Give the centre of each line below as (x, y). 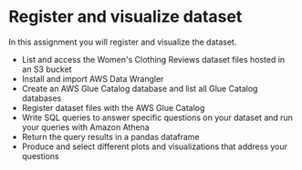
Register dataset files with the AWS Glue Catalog (113, 107)
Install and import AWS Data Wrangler (93, 78)
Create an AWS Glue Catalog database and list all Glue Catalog (140, 88)
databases (42, 98)
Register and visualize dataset (125, 17)
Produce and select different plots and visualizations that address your (155, 146)
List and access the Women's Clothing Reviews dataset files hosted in (153, 59)
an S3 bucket (47, 69)
